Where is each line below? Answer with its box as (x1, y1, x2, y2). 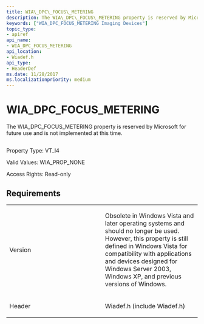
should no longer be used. (105, 227, 180, 235)
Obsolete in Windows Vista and (105, 212, 194, 220)
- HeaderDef (6, 65, 36, 72)
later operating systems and (105, 219, 185, 228)
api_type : (6, 60, 32, 66)
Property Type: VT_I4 (6, 147, 59, 154)
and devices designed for (105, 257, 178, 266)
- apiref (6, 32, 29, 38)
